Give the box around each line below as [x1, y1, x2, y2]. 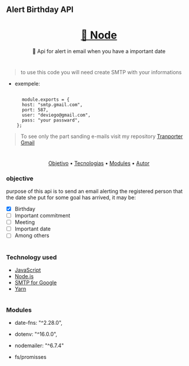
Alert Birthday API [6, 5, 74, 15]
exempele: [14, 80, 40, 87]
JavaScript [14, 266, 41, 273]
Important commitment [14, 212, 71, 219]
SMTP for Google [14, 279, 57, 286]
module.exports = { [21, 97, 69, 103]
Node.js [14, 272, 34, 279]
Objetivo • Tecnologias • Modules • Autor [48, 159, 150, 167]
